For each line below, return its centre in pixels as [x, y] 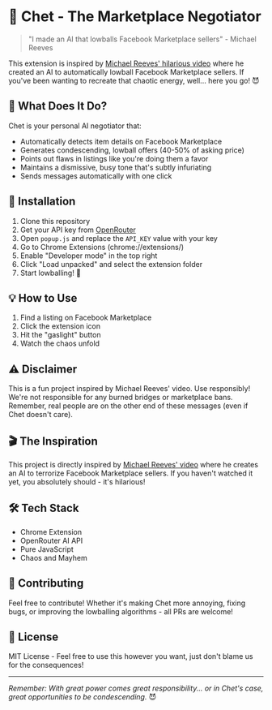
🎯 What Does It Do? [58, 106]
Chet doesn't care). [40, 415]
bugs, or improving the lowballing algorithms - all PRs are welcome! [121, 611]
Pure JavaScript [47, 549]
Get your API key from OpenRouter [78, 230]
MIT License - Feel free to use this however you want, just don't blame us [131, 656]
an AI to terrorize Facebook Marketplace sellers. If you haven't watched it [131, 473]
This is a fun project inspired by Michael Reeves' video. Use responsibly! [130, 389]
